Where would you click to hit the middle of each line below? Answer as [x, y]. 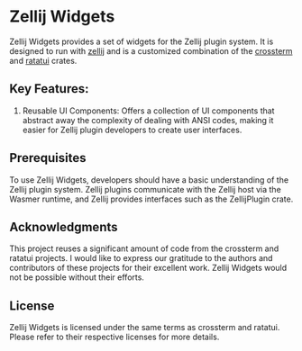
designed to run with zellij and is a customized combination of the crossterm [151, 50]
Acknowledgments [64, 227]
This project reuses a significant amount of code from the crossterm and [144, 248]
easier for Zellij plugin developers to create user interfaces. [132, 130]
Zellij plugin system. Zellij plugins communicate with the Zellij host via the [145, 189]
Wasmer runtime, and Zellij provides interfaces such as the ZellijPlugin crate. [151, 199]
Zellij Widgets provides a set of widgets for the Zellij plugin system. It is [142, 41]
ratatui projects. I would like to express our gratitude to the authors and [141, 258]
